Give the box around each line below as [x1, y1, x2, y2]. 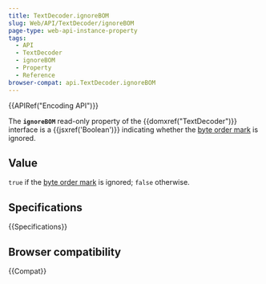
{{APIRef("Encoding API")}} [8, 101, 99, 110]
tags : [8, 34, 26, 42]
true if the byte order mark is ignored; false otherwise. [8, 178, 190, 187]
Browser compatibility [8, 245, 122, 258]
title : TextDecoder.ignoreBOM [8, 11, 110, 20]
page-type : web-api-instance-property [8, 26, 138, 34]
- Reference [15, 71, 56, 79]
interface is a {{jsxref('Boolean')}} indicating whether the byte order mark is [8, 125, 259, 134]
